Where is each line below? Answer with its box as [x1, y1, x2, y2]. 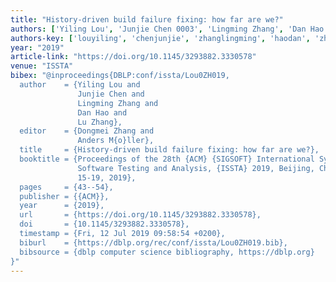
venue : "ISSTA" [10, 61, 74, 71]
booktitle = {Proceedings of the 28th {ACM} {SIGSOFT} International [19, 154, 315, 164]
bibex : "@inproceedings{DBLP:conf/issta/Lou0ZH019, [10, 71, 230, 81]
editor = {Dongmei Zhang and [19, 126, 155, 136]
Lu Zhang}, [77, 117, 123, 127]
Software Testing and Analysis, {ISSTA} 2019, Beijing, [77, 163, 315, 173]
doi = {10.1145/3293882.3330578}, [19, 219, 190, 230]
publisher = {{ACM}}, [19, 191, 110, 201]
